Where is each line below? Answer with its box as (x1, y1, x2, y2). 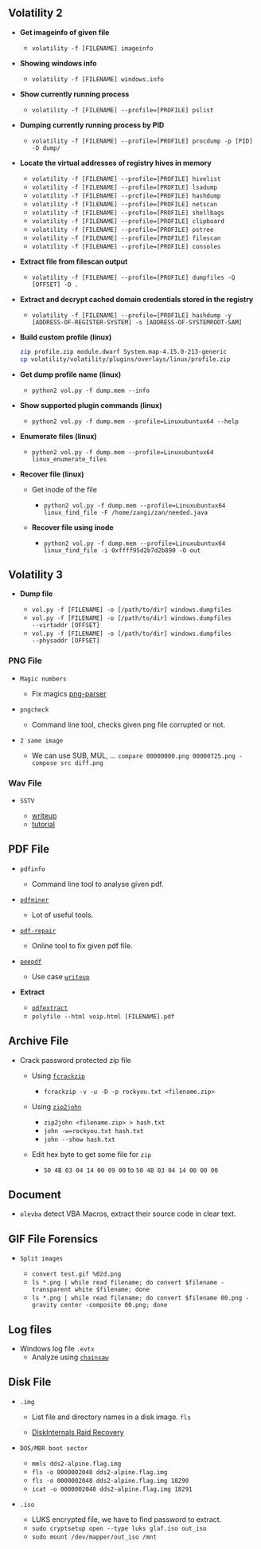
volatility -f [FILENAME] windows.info (31, 75, 165, 83)
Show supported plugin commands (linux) (19, 400, 162, 410)
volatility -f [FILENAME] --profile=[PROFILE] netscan (31, 200, 217, 208)
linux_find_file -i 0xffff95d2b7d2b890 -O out (43, 546, 201, 555)
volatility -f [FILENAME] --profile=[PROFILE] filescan (31, 234, 221, 242)
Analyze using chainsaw (31, 1352, 109, 1362)
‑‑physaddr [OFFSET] (31, 637, 100, 645)
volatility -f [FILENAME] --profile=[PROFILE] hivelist (31, 175, 221, 182)
